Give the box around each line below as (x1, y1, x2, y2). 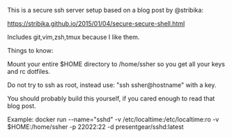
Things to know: (7, 47, 54, 54)
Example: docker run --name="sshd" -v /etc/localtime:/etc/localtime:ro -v (7, 115, 219, 123)
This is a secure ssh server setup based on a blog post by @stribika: (7, 6, 204, 14)
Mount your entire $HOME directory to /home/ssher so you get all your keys (7, 60, 225, 68)
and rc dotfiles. (7, 68, 51, 75)
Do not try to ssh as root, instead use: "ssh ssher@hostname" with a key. (7, 81, 217, 89)
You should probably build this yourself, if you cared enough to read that (7, 94, 215, 102)
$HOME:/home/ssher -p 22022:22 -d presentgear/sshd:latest (7, 123, 184, 131)
